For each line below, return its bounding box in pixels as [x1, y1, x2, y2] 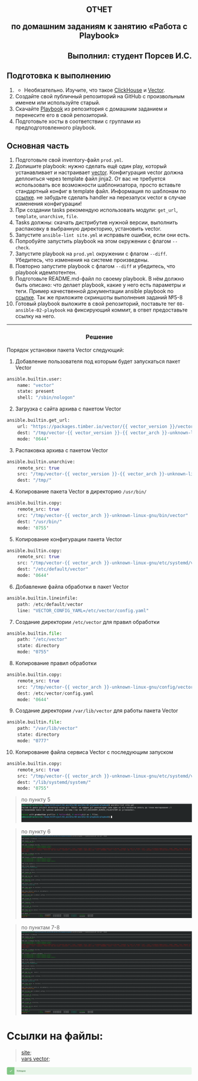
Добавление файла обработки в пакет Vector [15, 583, 129, 590]
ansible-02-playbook [15, 308, 66, 313]
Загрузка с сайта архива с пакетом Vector [15, 405, 122, 412]
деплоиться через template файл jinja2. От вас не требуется [15, 175, 166, 182]
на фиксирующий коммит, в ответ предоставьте [66, 306, 188, 313]
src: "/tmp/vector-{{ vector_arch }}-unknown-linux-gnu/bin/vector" [17, 512, 189, 518]
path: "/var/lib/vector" [17, 726, 78, 732]
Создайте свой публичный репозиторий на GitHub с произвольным [15, 92, 185, 99]
